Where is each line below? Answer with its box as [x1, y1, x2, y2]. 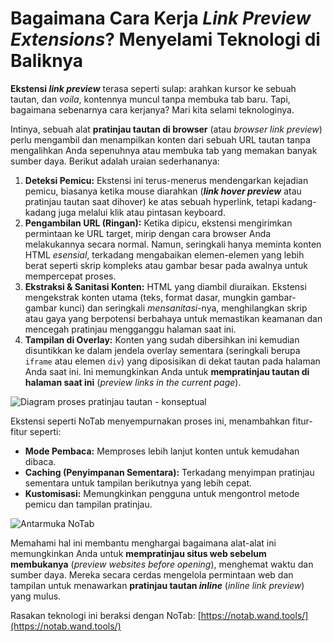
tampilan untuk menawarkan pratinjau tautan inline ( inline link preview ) [10, 579, 305, 591]
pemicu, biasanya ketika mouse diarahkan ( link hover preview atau [24, 185, 302, 197]
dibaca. [24, 455, 57, 467]
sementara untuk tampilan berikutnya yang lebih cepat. [24, 477, 253, 489]
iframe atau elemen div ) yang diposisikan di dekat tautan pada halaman [24, 355, 321, 367]
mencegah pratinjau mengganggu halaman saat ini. [24, 323, 237, 335]
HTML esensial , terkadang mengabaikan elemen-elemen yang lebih [24, 248, 305, 261]
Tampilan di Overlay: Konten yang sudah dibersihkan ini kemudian [24, 333, 300, 346]
